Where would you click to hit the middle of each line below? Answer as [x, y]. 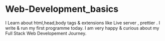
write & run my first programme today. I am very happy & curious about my [82, 28]
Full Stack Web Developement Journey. [46, 33]
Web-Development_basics [62, 9]
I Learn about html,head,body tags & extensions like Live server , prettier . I [83, 23]
